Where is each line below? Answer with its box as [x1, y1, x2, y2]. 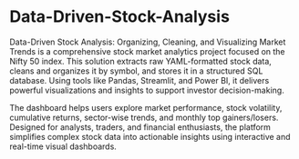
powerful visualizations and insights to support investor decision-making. [9, 84, 284, 95]
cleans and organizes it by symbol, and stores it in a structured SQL [9, 65, 263, 76]
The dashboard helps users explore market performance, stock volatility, [9, 102, 283, 113]
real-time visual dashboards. [9, 141, 117, 152]
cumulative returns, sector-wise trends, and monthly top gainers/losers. [9, 112, 279, 123]
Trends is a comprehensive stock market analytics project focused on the [9, 45, 285, 56]
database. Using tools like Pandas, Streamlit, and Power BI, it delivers [9, 75, 270, 85]
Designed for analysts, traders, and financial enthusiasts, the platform [9, 121, 272, 133]
